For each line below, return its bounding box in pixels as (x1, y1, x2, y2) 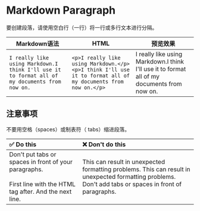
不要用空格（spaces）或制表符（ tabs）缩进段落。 (6, 125, 130, 133)
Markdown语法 (15, 39, 60, 48)
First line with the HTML (9, 179, 76, 188)
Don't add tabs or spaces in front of (82, 179, 182, 188)
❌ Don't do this (82, 140, 126, 149)
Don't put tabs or (9, 150, 57, 158)
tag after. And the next (9, 187, 72, 196)
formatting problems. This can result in (82, 165, 190, 173)
